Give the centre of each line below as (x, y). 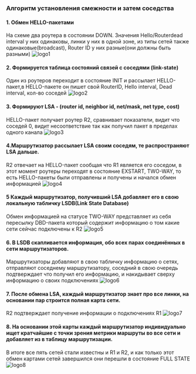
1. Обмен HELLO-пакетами (40, 22)
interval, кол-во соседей (36, 93)
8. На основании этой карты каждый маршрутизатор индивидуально (96, 326)
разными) (18, 54)
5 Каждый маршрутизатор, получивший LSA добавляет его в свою (92, 197)
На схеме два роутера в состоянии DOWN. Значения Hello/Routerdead (94, 35)
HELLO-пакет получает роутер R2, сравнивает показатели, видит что (93, 119)
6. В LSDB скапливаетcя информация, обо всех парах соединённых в (96, 242)
